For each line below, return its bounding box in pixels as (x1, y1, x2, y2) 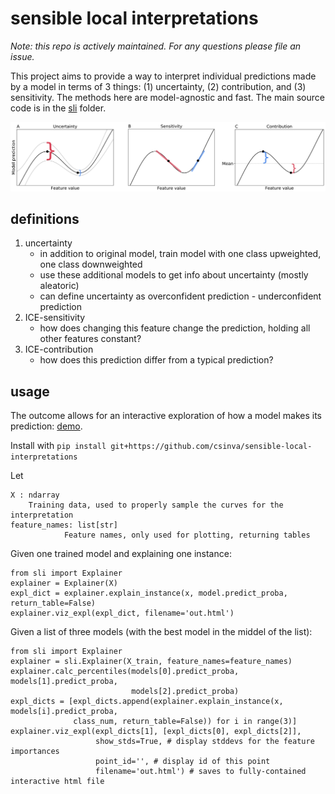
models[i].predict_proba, (10, 707, 118, 717)
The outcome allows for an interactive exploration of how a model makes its (10, 410, 322, 422)
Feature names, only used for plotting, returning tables (63, 530, 311, 541)
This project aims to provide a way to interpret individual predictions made (10, 70, 317, 82)
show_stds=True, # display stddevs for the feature (95, 737, 315, 747)
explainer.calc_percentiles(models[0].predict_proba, (10, 667, 240, 677)
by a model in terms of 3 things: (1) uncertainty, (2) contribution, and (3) (10, 80, 307, 92)
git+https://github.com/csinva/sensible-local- (110, 442, 313, 452)
